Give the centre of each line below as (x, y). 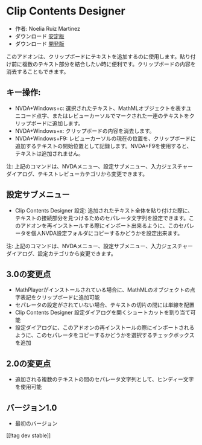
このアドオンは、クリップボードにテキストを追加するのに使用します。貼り (99, 56)
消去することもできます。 (38, 71)
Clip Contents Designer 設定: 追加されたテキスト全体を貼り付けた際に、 (104, 210)
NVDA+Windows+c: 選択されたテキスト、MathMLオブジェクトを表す (100, 108)
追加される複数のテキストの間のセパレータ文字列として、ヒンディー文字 (104, 379)
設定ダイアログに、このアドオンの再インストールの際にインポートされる (105, 328)
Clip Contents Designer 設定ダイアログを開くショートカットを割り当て (103, 313)
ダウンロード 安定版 (39, 36)
